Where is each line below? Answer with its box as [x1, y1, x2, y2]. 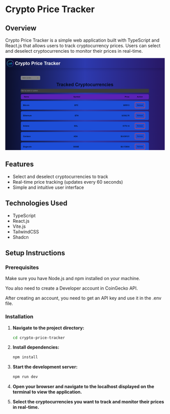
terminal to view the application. [12, 389, 82, 395]
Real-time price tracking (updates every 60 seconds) [12, 179, 123, 185]
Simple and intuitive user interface [12, 184, 84, 190]
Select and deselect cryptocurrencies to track [12, 174, 109, 180]
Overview [5, 24, 37, 32]
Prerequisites [5, 264, 39, 271]
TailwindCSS [12, 228, 39, 234]
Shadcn [12, 234, 29, 240]
